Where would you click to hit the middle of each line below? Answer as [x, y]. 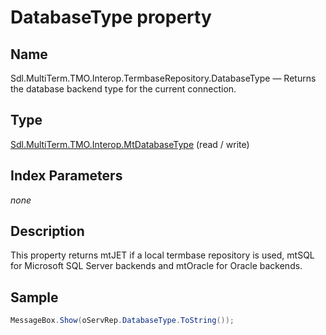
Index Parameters [66, 176]
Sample [34, 297]
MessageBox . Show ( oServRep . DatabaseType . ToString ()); [122, 321]
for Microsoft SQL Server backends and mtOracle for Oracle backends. [156, 266]
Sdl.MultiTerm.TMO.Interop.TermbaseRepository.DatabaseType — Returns [163, 78]
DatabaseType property [111, 17]
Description [47, 231]
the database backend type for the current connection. [123, 89]
